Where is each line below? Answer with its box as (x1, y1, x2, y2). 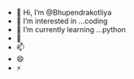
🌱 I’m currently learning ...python (15, 25, 126, 34)
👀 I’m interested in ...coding (15, 16, 108, 26)
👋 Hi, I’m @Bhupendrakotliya (15, 8, 112, 17)
